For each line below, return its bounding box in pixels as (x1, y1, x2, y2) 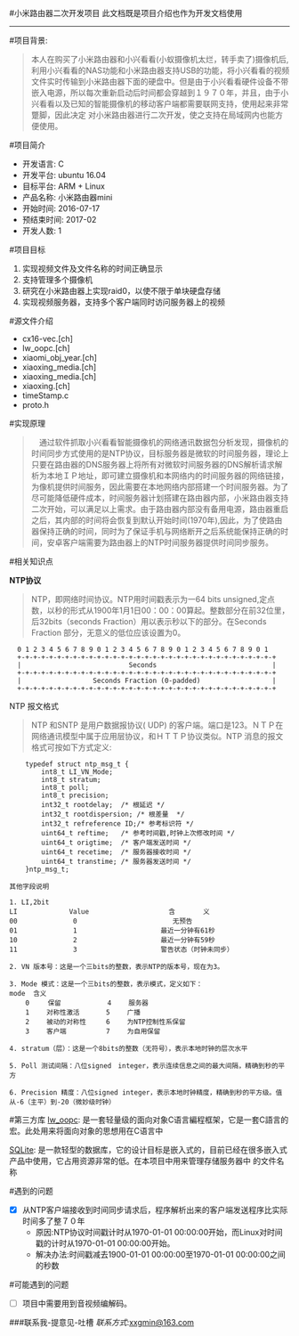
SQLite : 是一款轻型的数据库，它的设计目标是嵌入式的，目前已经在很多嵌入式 (9, 1145, 287, 1155)
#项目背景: (9, 35, 48, 45)
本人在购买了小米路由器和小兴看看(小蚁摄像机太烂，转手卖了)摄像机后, (30, 54, 289, 64)
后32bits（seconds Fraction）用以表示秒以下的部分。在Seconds (30, 616, 267, 626)
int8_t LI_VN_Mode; (41, 768, 114, 777)
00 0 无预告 (9, 916, 193, 925)
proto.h (21, 400, 49, 410)
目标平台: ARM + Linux (21, 181, 105, 191)
